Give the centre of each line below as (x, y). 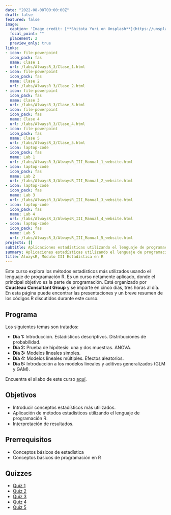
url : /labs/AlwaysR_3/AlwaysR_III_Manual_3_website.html (72, 200)
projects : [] (19, 242)
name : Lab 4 (23, 214)
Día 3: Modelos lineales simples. (47, 353)
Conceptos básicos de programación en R (57, 457)
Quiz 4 (20, 502)
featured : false (22, 19)
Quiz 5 (20, 507)
